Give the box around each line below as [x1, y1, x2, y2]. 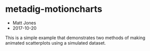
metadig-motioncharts [5, 3, 102, 15]
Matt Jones [12, 20, 36, 26]
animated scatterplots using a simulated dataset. [5, 40, 106, 46]
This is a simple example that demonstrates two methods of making [5, 35, 145, 41]
